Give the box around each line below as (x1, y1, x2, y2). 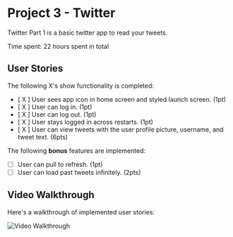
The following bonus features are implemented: (7, 146, 146, 155)
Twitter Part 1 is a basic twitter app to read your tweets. (7, 28, 168, 37)
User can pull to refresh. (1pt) (17, 160, 103, 168)
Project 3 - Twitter (7, 5, 116, 21)
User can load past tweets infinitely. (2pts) (17, 168, 141, 176)
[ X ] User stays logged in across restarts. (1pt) (17, 117, 154, 126)
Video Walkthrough (7, 189, 95, 201)
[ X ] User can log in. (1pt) (17, 103, 92, 111)
